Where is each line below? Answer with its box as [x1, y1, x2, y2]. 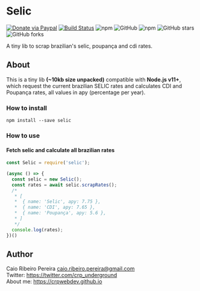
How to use [6, 131, 40, 139]
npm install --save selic [6, 118, 71, 124]
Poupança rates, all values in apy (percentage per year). [6, 89, 146, 96]
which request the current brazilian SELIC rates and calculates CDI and [6, 82, 183, 89]
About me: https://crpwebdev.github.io [6, 278, 102, 285]
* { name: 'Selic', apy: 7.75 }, [14, 199, 101, 205]
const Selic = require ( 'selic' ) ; [6, 160, 90, 166]
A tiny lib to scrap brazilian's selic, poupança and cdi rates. [6, 42, 152, 50]
